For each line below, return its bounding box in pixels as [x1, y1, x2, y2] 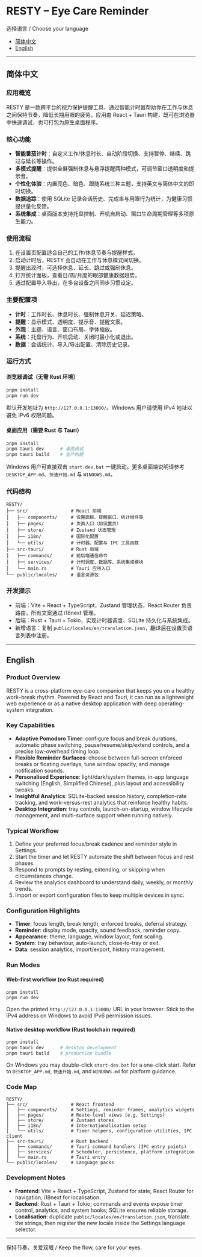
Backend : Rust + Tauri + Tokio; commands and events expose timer [14, 1200, 183, 1207]
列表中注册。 [20, 631, 52, 639]
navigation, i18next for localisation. [14, 1194, 101, 1201]
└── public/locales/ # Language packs [6, 1159, 114, 1166]
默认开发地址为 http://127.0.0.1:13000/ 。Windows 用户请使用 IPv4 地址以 [6, 404, 193, 411]
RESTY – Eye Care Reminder [6, 4, 149, 18]
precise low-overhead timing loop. [14, 747, 100, 755]
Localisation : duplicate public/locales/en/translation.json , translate [14, 1212, 190, 1220]
